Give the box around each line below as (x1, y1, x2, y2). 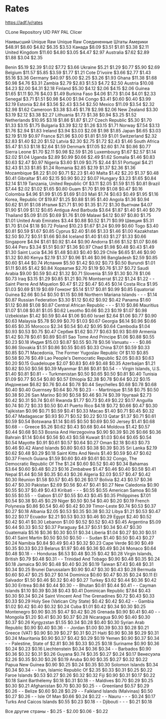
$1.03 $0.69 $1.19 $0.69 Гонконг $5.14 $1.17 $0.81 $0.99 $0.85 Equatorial (5, 286, 155, 292)
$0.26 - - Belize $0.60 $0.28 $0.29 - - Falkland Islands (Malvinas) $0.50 (5, 688, 153, 694)
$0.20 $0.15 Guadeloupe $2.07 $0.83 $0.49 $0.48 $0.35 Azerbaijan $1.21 (5, 360, 156, 366)
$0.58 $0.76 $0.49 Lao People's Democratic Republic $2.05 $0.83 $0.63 (5, 355, 155, 361)
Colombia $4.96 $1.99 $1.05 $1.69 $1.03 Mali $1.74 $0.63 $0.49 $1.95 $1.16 (5, 191, 159, 197)
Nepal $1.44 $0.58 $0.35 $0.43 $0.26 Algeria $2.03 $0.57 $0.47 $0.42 (5, 471, 151, 477)
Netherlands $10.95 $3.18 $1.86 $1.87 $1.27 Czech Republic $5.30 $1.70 (5, 117, 152, 123)
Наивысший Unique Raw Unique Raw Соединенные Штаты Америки (5, 38, 148, 45)
